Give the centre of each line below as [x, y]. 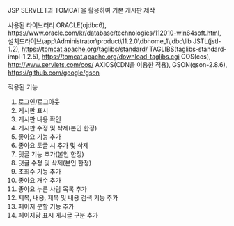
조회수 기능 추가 [39, 172]
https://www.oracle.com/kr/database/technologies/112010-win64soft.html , [115, 33]
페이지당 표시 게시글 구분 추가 [58, 215]
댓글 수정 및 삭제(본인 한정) [55, 163]
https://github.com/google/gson [54, 73]
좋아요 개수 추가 [39, 180]
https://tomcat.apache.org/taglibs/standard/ [85, 49]
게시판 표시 [33, 111]
